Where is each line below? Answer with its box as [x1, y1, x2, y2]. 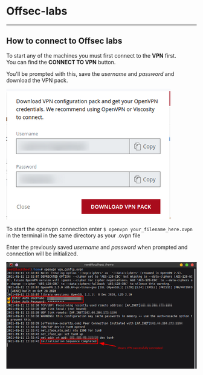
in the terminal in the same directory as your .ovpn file [6, 232, 141, 239]
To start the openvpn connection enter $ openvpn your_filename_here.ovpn [6, 225, 193, 232]
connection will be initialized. [6, 250, 79, 257]
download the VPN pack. [6, 76, 68, 84]
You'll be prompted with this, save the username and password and [6, 70, 175, 77]
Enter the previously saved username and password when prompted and [6, 243, 188, 251]
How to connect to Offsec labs [6, 36, 123, 46]
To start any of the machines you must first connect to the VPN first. [6, 52, 176, 59]
